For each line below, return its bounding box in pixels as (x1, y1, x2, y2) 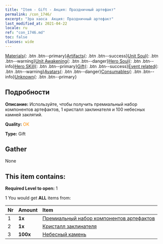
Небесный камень (42, 231, 86, 238)
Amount (18, 207, 38, 213)
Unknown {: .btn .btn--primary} (14, 73, 77, 79)
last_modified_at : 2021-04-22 (5, 21, 68, 26)
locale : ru (5, 26, 28, 31)
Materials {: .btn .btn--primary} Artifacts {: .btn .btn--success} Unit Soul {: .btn (5, 53, 159, 59)
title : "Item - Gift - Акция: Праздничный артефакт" (5, 7, 116, 12)
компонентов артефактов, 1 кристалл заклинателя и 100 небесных (5, 106, 145, 112)
